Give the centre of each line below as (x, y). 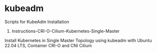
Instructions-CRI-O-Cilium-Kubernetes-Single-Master (66, 31)
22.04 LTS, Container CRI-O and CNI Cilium (48, 45)
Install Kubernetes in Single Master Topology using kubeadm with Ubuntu (78, 40)
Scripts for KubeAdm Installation (37, 22)
